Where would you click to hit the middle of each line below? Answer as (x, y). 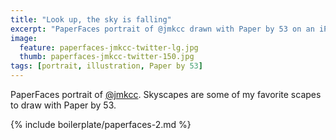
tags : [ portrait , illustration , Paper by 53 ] (106, 66)
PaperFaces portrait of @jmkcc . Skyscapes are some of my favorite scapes (166, 94)
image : (24, 38)
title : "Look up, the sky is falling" (91, 19)
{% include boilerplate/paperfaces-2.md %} (101, 124)
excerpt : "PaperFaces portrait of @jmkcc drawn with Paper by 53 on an (162, 29)
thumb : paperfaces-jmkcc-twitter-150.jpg (107, 57)
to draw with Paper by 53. (63, 105)
